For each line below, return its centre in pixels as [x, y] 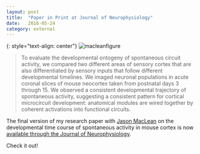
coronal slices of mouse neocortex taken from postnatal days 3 [100, 84]
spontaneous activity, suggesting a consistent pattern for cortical [102, 96]
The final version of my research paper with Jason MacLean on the [90, 121]
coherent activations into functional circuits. [76, 109]
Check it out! [22, 146]
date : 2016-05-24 [31, 23]
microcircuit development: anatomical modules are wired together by [107, 103]
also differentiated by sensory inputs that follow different [92, 71]
